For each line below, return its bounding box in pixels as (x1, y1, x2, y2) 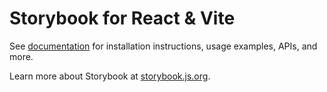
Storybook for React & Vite (9, 7, 236, 30)
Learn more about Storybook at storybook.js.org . (9, 70, 211, 82)
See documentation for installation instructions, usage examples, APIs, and (9, 40, 318, 52)
